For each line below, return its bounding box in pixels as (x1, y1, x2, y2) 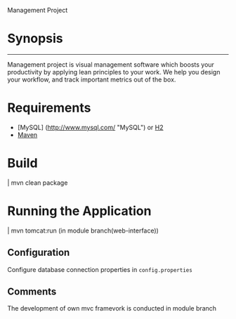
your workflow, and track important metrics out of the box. (7, 75, 176, 84)
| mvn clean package (7, 178, 68, 187)
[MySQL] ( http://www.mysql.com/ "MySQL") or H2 (17, 123, 164, 131)
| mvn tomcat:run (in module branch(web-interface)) (7, 226, 159, 235)
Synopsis (7, 31, 63, 46)
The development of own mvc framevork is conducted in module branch (7, 304, 216, 313)
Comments (7, 285, 57, 297)
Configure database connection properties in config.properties (7, 265, 193, 273)
